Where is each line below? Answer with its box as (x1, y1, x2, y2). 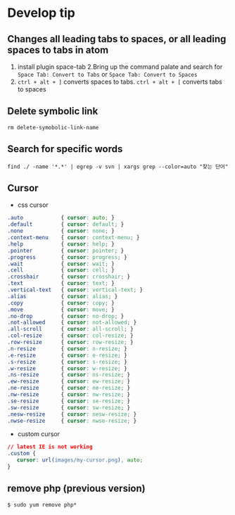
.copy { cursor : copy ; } (7, 299, 115, 307)
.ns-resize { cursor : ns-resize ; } (7, 371, 131, 379)
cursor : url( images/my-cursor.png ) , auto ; (16, 457, 143, 464)
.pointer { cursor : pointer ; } (7, 247, 125, 254)
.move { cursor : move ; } (7, 306, 115, 313)
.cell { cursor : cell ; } (7, 267, 115, 274)
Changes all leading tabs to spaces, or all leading (7, 33, 227, 45)
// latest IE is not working (7, 443, 93, 451)
